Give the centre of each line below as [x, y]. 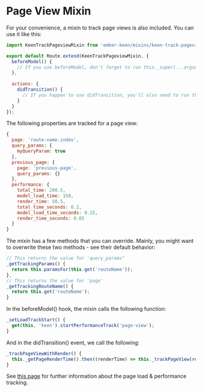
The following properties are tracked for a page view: [72, 123]
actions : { [25, 84]
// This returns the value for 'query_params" [66, 259]
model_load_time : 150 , [45, 196]
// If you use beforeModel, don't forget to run [79, 67]
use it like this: [24, 34]
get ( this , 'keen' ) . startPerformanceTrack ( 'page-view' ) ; [83, 326]
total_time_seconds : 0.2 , [50, 207]
